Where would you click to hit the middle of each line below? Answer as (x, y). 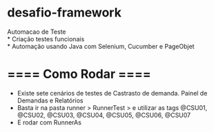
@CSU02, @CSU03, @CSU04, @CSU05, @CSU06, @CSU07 (104, 115)
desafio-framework (65, 13)
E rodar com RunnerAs (49, 122)
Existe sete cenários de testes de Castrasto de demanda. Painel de (112, 93)
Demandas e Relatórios (50, 100)
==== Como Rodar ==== (79, 74)
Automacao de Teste (37, 32)
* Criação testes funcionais (46, 38)
